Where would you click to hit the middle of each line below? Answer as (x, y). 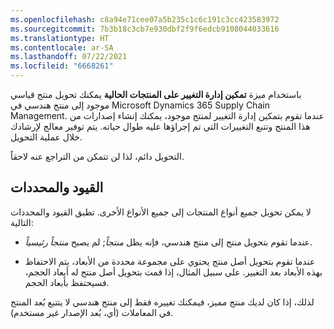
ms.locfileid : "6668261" (62, 66)
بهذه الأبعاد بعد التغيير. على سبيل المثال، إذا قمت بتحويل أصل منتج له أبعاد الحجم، (173, 272)
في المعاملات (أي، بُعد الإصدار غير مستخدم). (92, 312)
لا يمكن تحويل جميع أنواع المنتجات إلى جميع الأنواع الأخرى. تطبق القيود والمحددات (161, 212)
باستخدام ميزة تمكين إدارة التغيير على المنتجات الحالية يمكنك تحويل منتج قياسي (156, 94)
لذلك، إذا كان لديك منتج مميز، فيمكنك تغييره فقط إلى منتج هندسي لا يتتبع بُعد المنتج (162, 302)
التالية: (22, 222)
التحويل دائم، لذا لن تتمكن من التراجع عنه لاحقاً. (97, 156)
